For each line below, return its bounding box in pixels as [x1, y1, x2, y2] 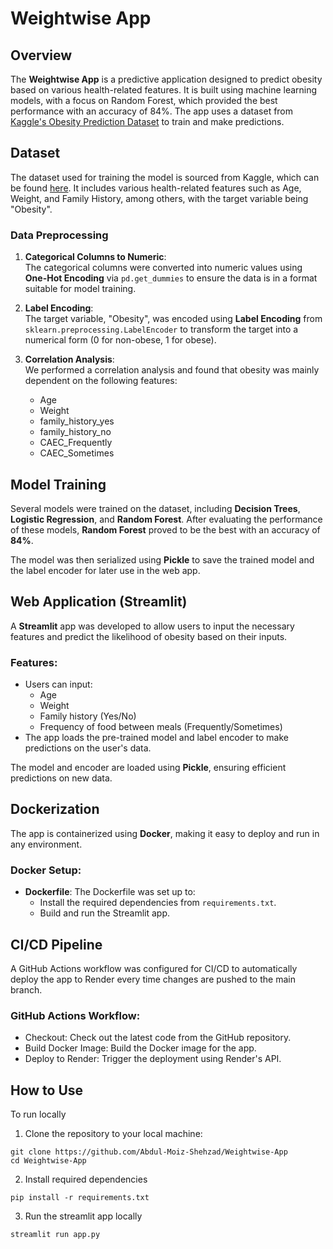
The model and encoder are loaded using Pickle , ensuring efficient [10, 762, 287, 774]
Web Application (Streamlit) [10, 593, 188, 611]
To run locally [10, 1108, 67, 1121]
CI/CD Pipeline [10, 936, 103, 953]
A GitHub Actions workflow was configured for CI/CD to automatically [10, 962, 298, 974]
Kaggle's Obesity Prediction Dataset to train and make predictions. [10, 116, 285, 127]
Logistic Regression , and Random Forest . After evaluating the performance [10, 513, 323, 525]
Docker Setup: [10, 863, 82, 877]
